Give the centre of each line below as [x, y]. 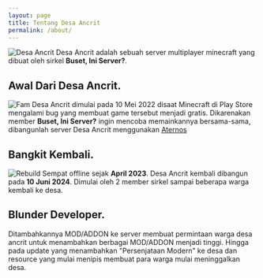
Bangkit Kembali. [51, 154]
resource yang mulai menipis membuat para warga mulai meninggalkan [124, 259]
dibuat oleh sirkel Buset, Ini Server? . [68, 61]
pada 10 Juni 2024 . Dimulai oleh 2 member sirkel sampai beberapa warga [129, 182]
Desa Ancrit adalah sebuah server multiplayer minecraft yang [155, 53]
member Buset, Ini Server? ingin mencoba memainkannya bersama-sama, [130, 121]
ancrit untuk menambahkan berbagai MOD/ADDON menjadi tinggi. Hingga [128, 242]
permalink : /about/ [40, 30]
